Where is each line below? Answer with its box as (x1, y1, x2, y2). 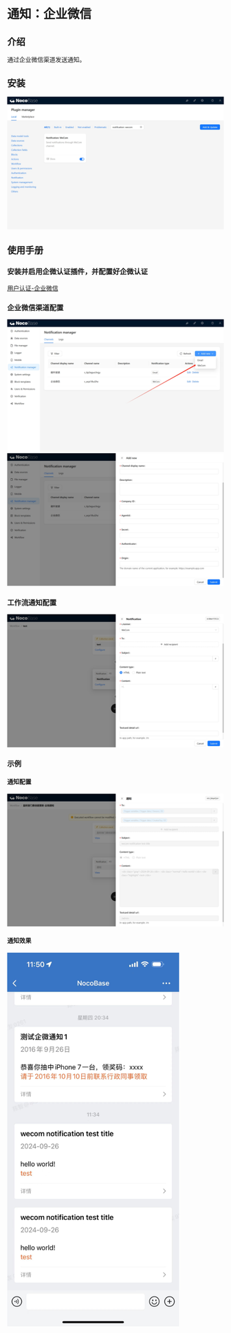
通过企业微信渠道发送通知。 (7, 56, 86, 63)
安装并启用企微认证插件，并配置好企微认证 (7, 267, 148, 276)
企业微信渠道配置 (7, 302, 64, 312)
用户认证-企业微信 (7, 284, 58, 292)
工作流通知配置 (7, 598, 57, 608)
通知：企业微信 (7, 6, 92, 22)
